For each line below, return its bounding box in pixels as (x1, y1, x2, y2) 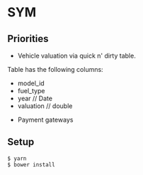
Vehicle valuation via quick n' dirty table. (17, 51, 136, 60)
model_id (17, 79, 45, 87)
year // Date (17, 94, 53, 102)
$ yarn (7, 154, 27, 162)
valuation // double (17, 102, 73, 110)
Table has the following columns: (7, 65, 104, 73)
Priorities (7, 33, 49, 45)
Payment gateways (17, 115, 74, 124)
